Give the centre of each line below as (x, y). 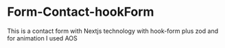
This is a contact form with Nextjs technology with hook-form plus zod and (113, 31)
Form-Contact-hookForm (81, 12)
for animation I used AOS (42, 38)
